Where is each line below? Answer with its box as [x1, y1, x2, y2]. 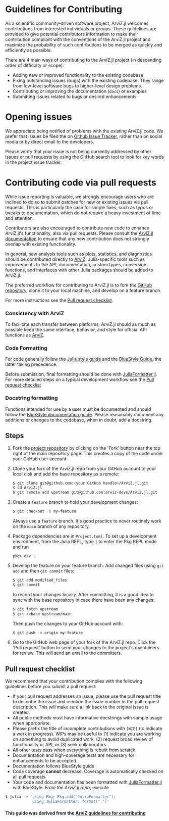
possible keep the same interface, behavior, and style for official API [5, 327, 147, 333]
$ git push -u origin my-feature [12, 630, 83, 635]
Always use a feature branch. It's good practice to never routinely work [12, 518, 161, 524]
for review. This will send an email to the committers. [12, 650, 122, 656]
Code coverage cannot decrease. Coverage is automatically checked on [12, 768, 164, 775]
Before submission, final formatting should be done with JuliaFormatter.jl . [5, 371, 157, 377]
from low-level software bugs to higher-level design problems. [12, 82, 143, 89]
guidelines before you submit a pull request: [5, 684, 97, 690]
